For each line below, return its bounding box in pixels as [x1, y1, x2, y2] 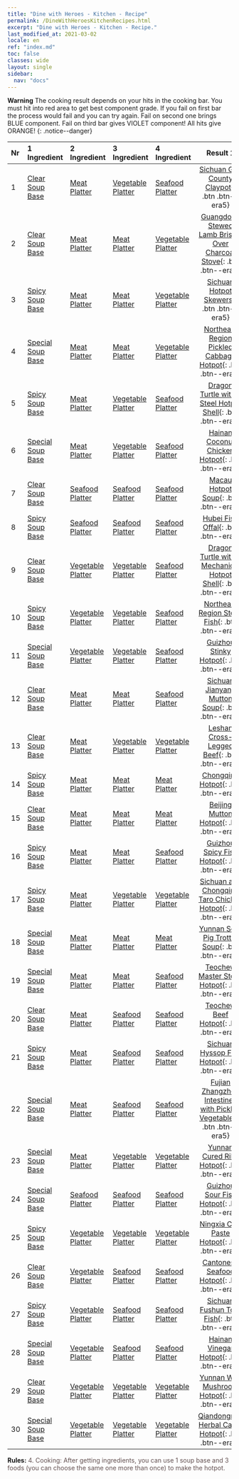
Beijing [208, 800, 233, 810]
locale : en [7, 37, 40, 44]
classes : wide [7, 57, 50, 64]
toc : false [7, 51, 40, 58]
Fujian [211, 1077, 231, 1087]
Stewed [208, 221, 233, 231]
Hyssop [199, 1048, 226, 1058]
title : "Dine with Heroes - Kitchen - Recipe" [7, 10, 148, 18]
